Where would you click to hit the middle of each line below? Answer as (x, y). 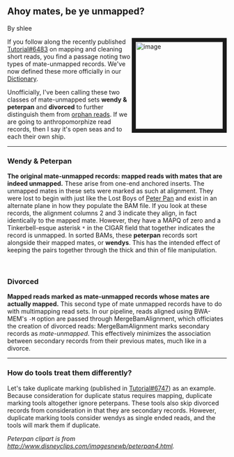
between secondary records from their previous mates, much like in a (107, 341)
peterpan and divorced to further (55, 106)
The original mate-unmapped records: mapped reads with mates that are (115, 176)
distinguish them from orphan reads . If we (67, 114)
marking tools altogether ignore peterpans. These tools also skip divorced (113, 403)
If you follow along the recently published (67, 42)
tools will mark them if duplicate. (54, 425)
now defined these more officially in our (64, 71)
